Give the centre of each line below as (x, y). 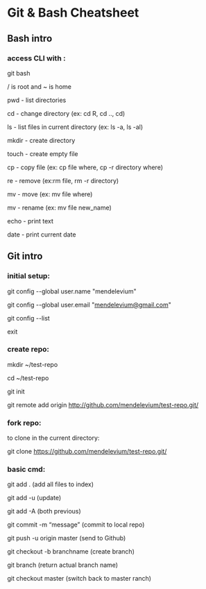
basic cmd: (26, 470)
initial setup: (29, 276)
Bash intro (30, 39)
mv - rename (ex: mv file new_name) (60, 207)
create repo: (28, 350)
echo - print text (31, 221)
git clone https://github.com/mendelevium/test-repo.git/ (87, 452)
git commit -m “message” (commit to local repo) (76, 524)
